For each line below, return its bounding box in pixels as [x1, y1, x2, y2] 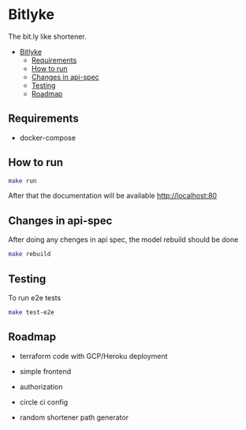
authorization [19, 382, 63, 391]
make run [8, 176, 37, 185]
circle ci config [19, 397, 69, 406]
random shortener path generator [19, 413, 129, 422]
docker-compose [19, 133, 76, 142]
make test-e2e [8, 308, 55, 316]
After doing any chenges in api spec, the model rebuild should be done [8, 235, 239, 244]
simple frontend [19, 366, 72, 376]
